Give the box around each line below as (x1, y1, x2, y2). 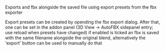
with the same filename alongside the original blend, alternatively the (5, 35, 146, 41)
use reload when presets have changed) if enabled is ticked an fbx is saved (5, 30, 160, 35)
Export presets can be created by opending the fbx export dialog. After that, (5, 19, 160, 25)
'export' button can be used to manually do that (5, 40, 103, 46)
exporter (5, 9, 23, 15)
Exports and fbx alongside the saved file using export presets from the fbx (5, 4, 157, 10)
